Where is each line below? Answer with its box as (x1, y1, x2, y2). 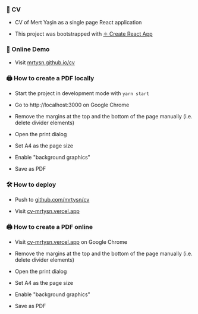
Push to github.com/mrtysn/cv (14, 196, 90, 203)
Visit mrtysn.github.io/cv (14, 59, 76, 66)
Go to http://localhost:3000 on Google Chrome (14, 101, 130, 108)
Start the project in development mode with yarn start (14, 89, 150, 97)
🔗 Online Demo (6, 45, 50, 54)
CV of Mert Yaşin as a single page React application (14, 19, 142, 26)
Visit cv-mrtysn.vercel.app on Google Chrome (14, 238, 128, 246)
